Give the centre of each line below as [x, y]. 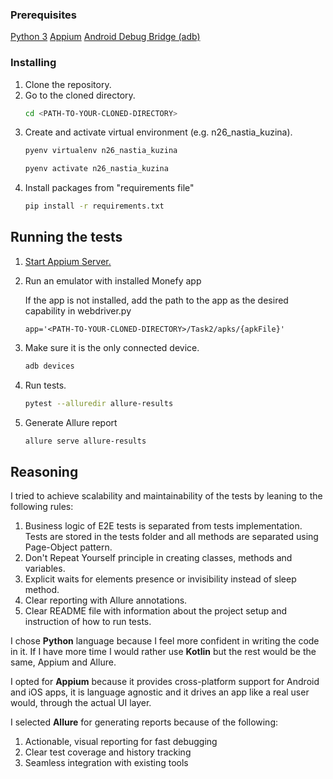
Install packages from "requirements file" [109, 188]
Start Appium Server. [68, 261]
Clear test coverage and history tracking [108, 752]
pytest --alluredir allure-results [99, 403]
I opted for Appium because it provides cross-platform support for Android [165, 682]
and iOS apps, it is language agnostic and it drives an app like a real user [160, 692]
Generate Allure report [71, 422]
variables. [45, 569]
